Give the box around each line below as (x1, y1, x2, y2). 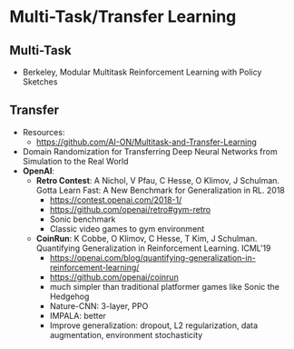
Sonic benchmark (49, 214, 116, 224)
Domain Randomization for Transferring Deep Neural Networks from (22, 145, 279, 156)
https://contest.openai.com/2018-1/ (49, 194, 182, 205)
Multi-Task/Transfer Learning (9, 6, 237, 27)
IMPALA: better (49, 310, 107, 321)
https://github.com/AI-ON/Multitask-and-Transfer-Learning (35, 136, 257, 147)
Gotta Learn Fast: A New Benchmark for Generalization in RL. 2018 (35, 184, 286, 195)
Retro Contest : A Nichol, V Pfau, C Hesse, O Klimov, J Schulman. (35, 174, 279, 185)
